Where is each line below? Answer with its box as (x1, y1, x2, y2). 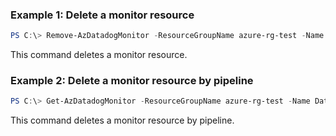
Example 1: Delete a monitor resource (10, 8, 195, 22)
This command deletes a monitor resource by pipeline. (10, 114, 235, 127)
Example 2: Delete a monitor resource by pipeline (10, 74, 254, 88)
